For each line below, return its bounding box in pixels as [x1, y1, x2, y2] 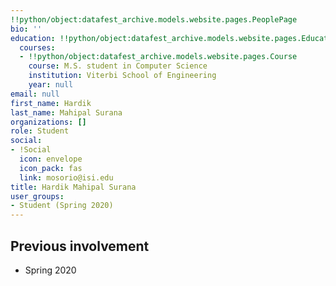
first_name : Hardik [10, 98, 92, 108]
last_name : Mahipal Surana [10, 107, 123, 118]
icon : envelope [19, 154, 83, 164]
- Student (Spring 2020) [10, 201, 114, 211]
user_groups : [10, 191, 65, 201]
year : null [28, 80, 74, 90]
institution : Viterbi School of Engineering [28, 71, 217, 81]
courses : [19, 42, 56, 53]
